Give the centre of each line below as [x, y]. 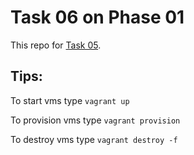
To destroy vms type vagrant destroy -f [94, 139]
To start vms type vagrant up [70, 100]
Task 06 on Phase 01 [97, 17]
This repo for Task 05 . [56, 45]
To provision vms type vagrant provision [95, 120]
